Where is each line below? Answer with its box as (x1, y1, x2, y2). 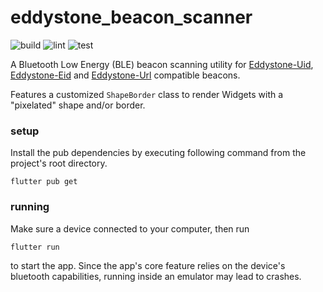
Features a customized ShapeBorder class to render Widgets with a (10, 88, 284, 100)
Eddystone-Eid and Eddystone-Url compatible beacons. (10, 69, 241, 81)
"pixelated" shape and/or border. (10, 99, 146, 111)
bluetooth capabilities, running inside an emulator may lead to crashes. (10, 270, 302, 282)
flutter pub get (10, 177, 78, 187)
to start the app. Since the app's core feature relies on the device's (10, 259, 286, 271)
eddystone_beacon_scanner (10, 6, 253, 29)
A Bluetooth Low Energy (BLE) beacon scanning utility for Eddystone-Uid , (10, 58, 314, 70)
